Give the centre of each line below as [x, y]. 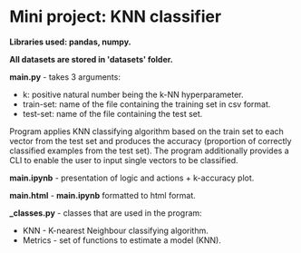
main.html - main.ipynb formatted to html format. [103, 195]
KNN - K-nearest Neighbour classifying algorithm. [115, 230]
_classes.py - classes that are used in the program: [106, 213]
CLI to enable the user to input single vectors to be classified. [124, 160]
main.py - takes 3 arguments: [65, 77]
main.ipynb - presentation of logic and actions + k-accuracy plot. [132, 178]
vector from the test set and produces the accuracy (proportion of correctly [150, 141]
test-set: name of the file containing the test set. [112, 113]
